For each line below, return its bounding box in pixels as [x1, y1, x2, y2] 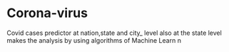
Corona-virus [6, 5, 88, 21]
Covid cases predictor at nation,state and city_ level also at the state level [6, 28, 222, 37]
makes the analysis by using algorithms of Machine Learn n [6, 36, 181, 44]
